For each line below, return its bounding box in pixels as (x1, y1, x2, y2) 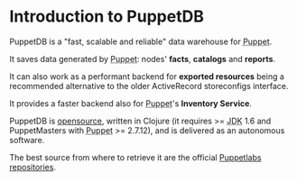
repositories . (9, 161, 57, 172)
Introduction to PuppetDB (9, 6, 205, 27)
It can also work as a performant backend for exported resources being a (9, 70, 284, 82)
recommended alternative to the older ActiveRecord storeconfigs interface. (9, 80, 289, 91)
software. (9, 134, 45, 145)
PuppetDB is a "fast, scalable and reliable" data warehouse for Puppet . (9, 36, 273, 47)
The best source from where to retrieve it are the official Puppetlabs (9, 151, 262, 163)
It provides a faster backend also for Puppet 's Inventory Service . (9, 97, 253, 109)
